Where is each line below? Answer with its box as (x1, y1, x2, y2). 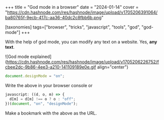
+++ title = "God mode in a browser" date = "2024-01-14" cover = (5, 4, 139, 10)
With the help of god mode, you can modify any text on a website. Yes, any (5, 39, 157, 45)
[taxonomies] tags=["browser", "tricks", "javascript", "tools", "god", (5, 24, 141, 30)
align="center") (97, 64, 129, 70)
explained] (30, 54, 52, 60)
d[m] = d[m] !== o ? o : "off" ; (9, 96, 76, 101)
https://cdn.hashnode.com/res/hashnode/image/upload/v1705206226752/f (6, 59, 159, 64)
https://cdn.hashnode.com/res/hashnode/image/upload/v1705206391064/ (7, 9, 158, 15)
